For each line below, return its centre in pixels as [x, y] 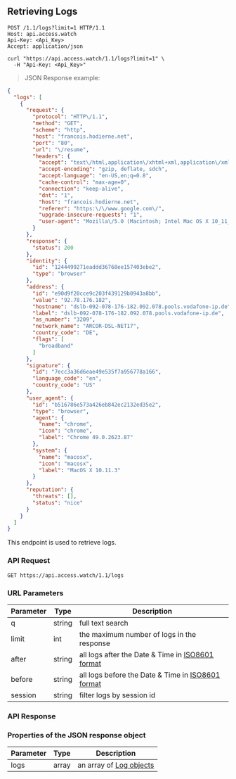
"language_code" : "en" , [67, 379]
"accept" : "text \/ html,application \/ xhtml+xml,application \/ [130, 163]
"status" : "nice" [58, 502]
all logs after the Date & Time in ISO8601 [146, 654]
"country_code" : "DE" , [66, 333]
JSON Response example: [62, 77]
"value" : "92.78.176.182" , [72, 300]
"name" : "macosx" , [65, 457]
